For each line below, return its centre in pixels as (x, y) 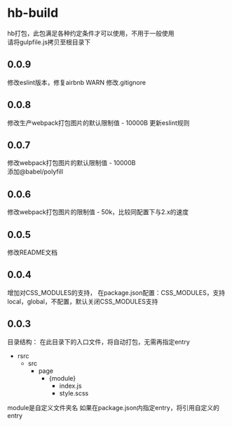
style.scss (74, 393)
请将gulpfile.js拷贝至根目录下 (49, 42)
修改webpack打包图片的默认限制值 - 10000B (71, 163)
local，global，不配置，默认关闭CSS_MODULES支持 (83, 301)
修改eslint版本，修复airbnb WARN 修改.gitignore (76, 82)
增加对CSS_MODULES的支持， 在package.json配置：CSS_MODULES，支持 (116, 292)
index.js (70, 386)
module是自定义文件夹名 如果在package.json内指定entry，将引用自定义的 (113, 407)
